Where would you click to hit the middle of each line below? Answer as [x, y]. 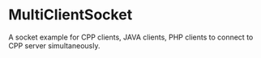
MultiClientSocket [71, 15]
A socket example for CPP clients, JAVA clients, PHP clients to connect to [131, 37]
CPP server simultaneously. [54, 45]
